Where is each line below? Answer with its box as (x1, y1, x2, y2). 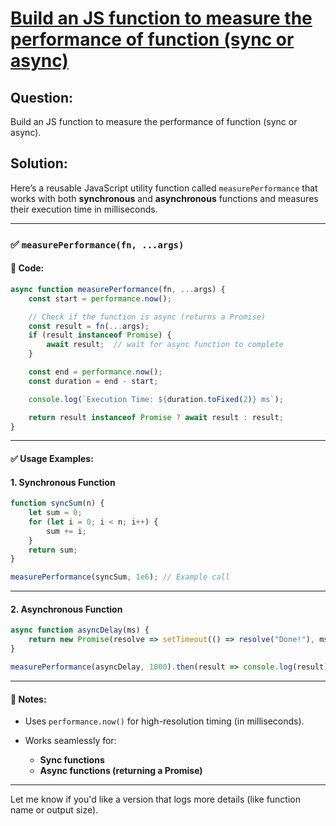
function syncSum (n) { (10, 498, 105, 509)
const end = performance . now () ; (28, 367, 163, 377)
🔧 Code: (10, 262, 45, 274)
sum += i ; (46, 526, 87, 536)
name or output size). (10, 804, 99, 816)
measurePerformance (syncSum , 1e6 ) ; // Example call (10, 572, 230, 582)
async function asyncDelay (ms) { (10, 625, 150, 636)
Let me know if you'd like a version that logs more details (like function (10, 793, 301, 806)
